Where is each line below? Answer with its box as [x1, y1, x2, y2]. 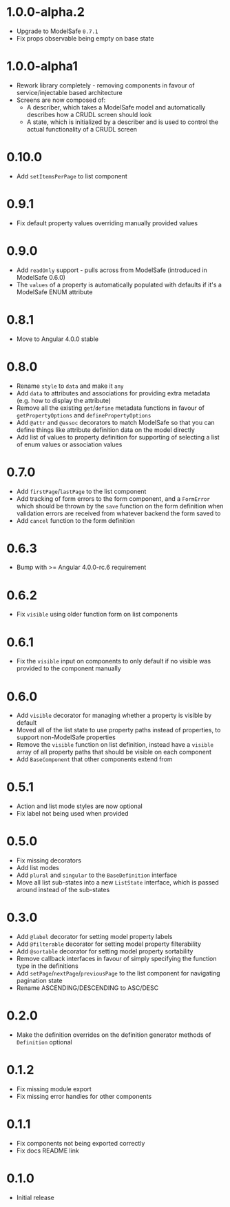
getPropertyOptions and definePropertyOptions [16, 411, 151, 419]
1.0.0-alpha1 [6, 59, 79, 74]
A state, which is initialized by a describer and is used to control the [26, 118, 218, 126]
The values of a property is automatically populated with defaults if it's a [16, 280, 222, 289]
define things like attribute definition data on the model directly [16, 425, 196, 434]
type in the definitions [16, 962, 79, 970]
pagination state [16, 976, 63, 985]
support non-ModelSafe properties [16, 733, 116, 741]
